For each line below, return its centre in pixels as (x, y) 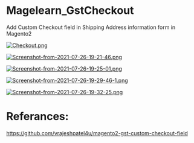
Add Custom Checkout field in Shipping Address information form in (91, 27)
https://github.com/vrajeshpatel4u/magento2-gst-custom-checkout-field (97, 133)
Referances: (37, 117)
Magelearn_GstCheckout (70, 11)
